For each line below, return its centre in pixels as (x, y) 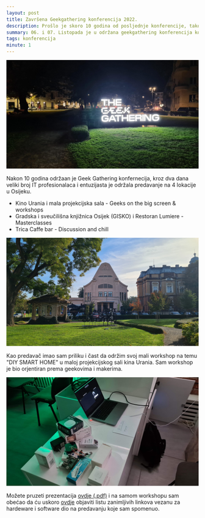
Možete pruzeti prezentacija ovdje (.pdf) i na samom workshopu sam (93, 495)
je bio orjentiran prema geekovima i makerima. (65, 369)
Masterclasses (33, 223)
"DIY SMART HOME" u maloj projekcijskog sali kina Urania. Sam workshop (100, 362)
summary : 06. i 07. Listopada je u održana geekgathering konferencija (99, 32)
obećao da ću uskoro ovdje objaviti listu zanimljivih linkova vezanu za (93, 502)
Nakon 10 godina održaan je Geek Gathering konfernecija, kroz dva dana (98, 178)
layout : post (23, 13)
